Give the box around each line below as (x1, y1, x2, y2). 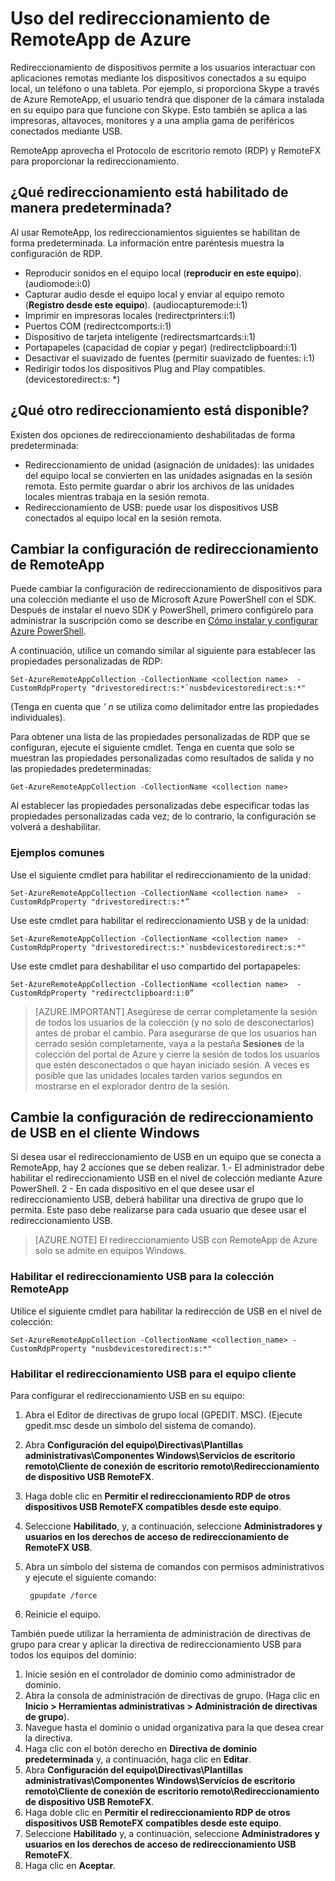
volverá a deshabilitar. (10, 821, 102, 833)
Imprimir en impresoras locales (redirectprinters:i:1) (24, 309, 236, 321)
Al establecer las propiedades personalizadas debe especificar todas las (10, 800, 310, 812)
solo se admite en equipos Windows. (34, 1245, 187, 1257)
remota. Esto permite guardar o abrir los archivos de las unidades (24, 480, 295, 492)
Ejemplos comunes (10, 846, 105, 860)
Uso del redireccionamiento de (10, 7, 271, 30)
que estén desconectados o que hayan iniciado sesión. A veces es (34, 1058, 310, 1071)
